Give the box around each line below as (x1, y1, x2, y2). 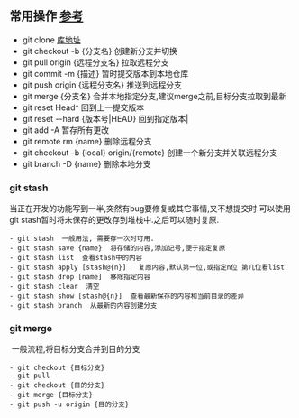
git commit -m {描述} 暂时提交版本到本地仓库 (22, 68, 189, 79)
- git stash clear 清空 (9, 283, 100, 292)
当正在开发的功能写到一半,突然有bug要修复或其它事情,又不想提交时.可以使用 (9, 203, 291, 214)
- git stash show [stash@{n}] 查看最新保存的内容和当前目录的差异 (9, 292, 245, 301)
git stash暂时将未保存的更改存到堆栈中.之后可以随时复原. (9, 215, 220, 226)
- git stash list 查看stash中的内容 (9, 254, 142, 263)
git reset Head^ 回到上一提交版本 (22, 102, 145, 113)
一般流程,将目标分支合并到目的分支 (11, 344, 140, 355)
